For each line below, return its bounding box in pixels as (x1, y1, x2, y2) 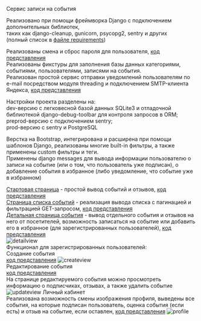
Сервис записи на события (6, 5, 77, 12)
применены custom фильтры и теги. (6, 148, 98, 155)
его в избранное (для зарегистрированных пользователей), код (6, 224, 172, 232)
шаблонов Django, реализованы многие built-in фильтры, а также (6, 142, 175, 149)
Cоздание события (6, 250, 56, 257)
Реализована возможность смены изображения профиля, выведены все (6, 295, 195, 302)
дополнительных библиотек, (6, 24, 80, 30)
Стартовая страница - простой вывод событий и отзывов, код (6, 186, 167, 193)
